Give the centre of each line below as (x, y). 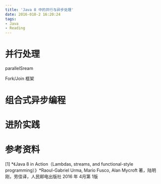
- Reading (15, 28)
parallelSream (19, 68)
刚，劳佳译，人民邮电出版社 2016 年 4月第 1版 (52, 177)
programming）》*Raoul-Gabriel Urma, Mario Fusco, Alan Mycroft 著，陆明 (81, 170)
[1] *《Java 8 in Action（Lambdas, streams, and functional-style (69, 164)
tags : (11, 19)
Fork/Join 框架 (20, 79)
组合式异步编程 (36, 100)
